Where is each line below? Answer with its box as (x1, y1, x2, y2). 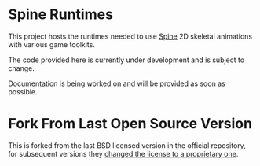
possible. (8, 87, 38, 96)
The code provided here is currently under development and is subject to (8, 55, 245, 65)
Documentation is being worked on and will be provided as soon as (8, 79, 225, 88)
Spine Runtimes (8, 6, 114, 24)
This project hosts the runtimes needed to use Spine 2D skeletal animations (8, 31, 253, 41)
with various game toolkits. (8, 39, 96, 49)
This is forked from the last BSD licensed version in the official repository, (8, 140, 246, 150)
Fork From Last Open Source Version (8, 115, 253, 133)
